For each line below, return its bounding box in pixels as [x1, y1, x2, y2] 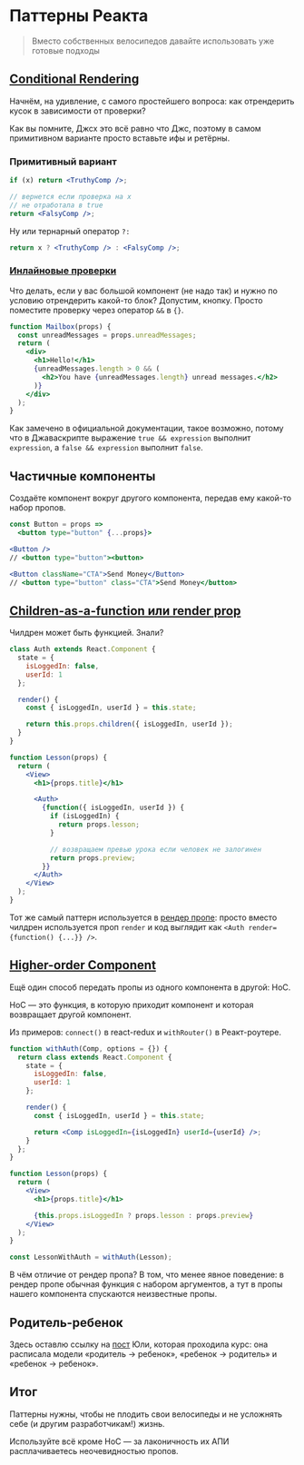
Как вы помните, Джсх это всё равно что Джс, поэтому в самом [9, 123, 261, 134]
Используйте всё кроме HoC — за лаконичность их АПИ [9, 1436, 230, 1447]
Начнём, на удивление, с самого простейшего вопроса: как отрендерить [9, 95, 295, 106]
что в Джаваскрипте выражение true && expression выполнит [9, 432, 251, 443]
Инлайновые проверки [9, 264, 117, 277]
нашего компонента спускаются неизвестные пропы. [9, 1289, 218, 1300]
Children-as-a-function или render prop [9, 603, 241, 619]
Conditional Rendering [9, 72, 140, 87]
